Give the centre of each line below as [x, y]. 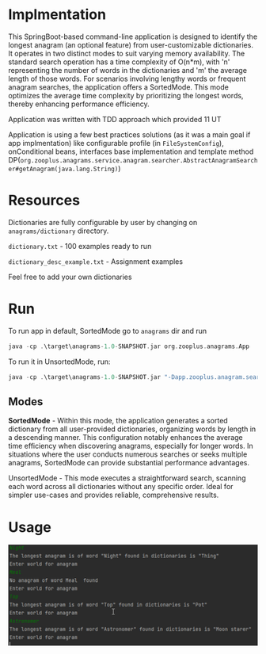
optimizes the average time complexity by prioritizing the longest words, [126, 95]
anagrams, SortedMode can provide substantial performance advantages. [129, 463]
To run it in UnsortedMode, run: [59, 361]
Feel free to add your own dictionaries [70, 277]
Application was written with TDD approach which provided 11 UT [115, 119]
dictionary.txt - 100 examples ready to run [80, 246]
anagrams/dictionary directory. [59, 231]
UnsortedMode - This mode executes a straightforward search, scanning [127, 478]
